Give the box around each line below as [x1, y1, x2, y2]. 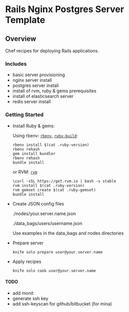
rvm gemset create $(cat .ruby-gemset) [12, 187, 96, 192]
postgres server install [12, 82, 59, 89]
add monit [12, 290, 34, 296]
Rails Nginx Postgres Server [5, 4, 124, 15]
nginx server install [12, 77, 52, 83]
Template [5, 14, 45, 26]
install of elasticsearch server [12, 93, 74, 99]
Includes [5, 60, 27, 67]
